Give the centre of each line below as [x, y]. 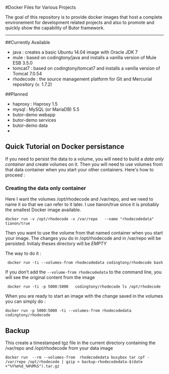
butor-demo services [34, 120]
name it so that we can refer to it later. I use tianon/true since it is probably [82, 205]
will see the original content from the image [50, 277]
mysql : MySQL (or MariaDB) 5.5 [46, 109]
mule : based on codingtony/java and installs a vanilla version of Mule [84, 57]
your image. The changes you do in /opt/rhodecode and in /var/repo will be [83, 238]
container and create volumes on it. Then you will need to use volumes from [84, 164]
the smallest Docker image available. [43, 210]
